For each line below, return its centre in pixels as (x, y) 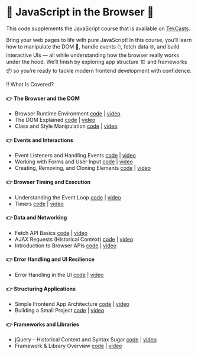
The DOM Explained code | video (55, 120)
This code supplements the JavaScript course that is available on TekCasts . (98, 28)
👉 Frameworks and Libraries (43, 324)
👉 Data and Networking (37, 218)
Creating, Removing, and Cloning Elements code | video (83, 168)
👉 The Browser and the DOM (43, 98)
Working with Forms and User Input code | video (74, 162)
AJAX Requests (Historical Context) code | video (74, 239)
